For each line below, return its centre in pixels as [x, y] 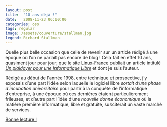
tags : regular [20, 29]
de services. [18, 110]
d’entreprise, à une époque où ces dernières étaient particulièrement [77, 94]
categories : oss [22, 24]
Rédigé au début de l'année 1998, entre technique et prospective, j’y [76, 78]
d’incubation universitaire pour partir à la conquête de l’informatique [76, 88]
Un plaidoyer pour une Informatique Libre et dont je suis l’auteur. [72, 68]
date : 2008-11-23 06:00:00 [36, 19]
